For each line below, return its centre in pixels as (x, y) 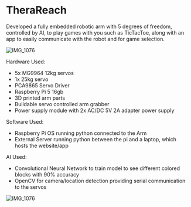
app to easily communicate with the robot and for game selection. (86, 39)
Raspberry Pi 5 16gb (39, 91)
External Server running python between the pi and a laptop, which (95, 139)
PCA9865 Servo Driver (42, 85)
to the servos (30, 187)
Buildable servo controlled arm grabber (62, 104)
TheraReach (37, 10)
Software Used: (25, 121)
